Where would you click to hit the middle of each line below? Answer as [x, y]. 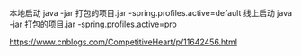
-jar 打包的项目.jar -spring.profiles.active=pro [93, 24]
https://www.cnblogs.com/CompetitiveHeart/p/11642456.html [124, 42]
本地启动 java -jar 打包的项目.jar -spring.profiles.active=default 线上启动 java [151, 13]
